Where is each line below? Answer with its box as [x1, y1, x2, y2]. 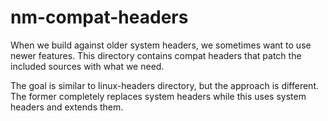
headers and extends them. [10, 101, 124, 113]
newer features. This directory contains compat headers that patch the [10, 49, 302, 61]
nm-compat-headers [10, 6, 189, 29]
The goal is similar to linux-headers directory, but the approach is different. [10, 79, 320, 91]
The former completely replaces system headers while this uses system [10, 90, 307, 102]
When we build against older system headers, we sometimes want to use [10, 39, 312, 51]
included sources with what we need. [10, 60, 165, 72]
